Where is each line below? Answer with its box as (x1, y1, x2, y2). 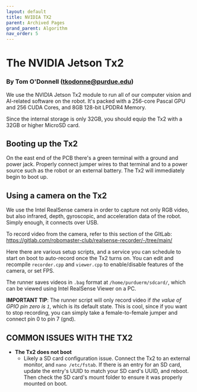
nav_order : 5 (6, 31, 39, 37)
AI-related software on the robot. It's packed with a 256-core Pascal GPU (6, 97, 186, 105)
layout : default (6, 8, 46, 15)
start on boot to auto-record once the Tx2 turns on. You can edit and (6, 255, 174, 262)
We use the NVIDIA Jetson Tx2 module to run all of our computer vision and (6, 91, 192, 98)
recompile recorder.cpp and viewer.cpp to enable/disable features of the (6, 261, 184, 268)
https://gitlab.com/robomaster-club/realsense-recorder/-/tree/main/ (6, 237, 173, 244)
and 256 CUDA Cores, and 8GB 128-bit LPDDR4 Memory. (6, 103, 147, 110)
